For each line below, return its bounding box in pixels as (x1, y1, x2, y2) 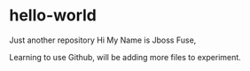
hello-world (9, 5, 98, 26)
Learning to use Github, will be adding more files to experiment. (9, 51, 241, 62)
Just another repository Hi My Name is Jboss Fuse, (9, 35, 197, 45)
